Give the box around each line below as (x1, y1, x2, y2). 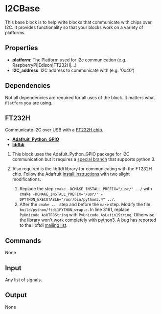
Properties (5, 44, 38, 52)
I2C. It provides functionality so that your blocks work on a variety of (5, 24, 143, 30)
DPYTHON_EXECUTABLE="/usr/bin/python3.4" (19, 197, 105, 202)
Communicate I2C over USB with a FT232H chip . (5, 127, 104, 133)
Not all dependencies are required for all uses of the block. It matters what (5, 94, 155, 101)
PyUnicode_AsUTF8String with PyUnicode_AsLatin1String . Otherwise (19, 212, 155, 218)
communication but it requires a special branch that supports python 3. (12, 157, 156, 162)
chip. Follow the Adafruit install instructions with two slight (12, 171, 130, 177)
